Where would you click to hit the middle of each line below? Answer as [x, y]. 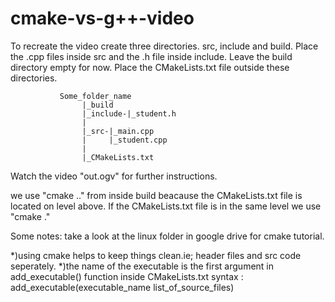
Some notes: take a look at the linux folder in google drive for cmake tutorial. [167, 236]
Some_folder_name [95, 96]
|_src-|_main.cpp [118, 131]
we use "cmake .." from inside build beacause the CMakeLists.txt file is [156, 195]
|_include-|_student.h [129, 113]
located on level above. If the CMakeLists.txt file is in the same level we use [166, 206]
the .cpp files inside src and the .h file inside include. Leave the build [151, 56]
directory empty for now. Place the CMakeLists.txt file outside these [150, 67]
